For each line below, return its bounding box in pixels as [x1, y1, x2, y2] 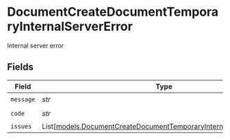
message [10, 95, 36, 104]
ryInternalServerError [7, 19, 133, 34]
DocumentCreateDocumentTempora [7, 4, 219, 20]
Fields [7, 61, 34, 73]
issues [10, 122, 32, 130]
